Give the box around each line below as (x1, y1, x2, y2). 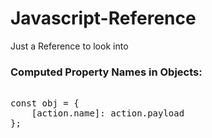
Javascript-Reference (10, 7, 197, 30)
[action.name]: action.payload (31, 108, 185, 119)
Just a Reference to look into (10, 40, 129, 52)
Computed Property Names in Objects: (10, 65, 203, 79)
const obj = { (10, 98, 80, 109)
